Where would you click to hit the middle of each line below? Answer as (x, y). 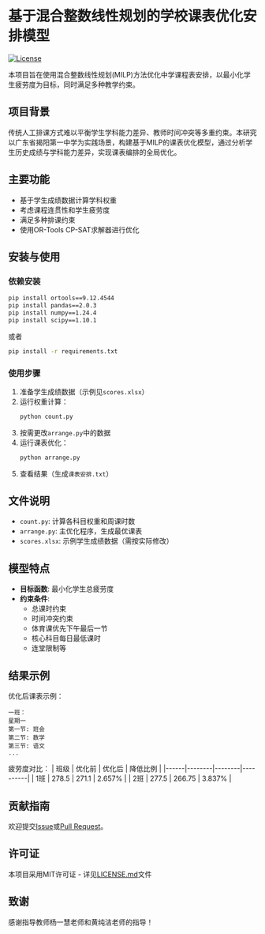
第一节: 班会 (26, 729)
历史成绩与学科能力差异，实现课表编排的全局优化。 (98, 152)
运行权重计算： (44, 401)
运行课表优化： (44, 443)
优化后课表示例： (36, 696)
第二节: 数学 (26, 738)
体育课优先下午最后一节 (69, 628)
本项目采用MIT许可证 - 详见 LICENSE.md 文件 (80, 874)
